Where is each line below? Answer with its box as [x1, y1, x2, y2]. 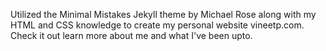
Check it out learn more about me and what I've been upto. [10, 30, 253, 41]
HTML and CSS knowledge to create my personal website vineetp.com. [10, 19, 305, 31]
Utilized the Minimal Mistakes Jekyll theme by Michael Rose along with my [10, 9, 317, 20]
